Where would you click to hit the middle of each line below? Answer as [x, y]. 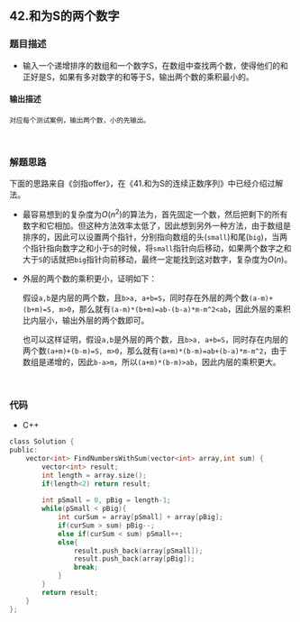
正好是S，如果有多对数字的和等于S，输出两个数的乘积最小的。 [138, 77]
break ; [86, 567]
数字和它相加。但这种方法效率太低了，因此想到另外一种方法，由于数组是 [156, 225]
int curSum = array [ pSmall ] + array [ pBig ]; [140, 517]
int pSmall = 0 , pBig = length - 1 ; [106, 500]
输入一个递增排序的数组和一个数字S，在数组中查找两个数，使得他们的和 [155, 65]
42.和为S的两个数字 [64, 16]
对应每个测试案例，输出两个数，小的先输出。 [80, 120]
